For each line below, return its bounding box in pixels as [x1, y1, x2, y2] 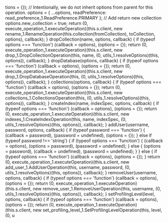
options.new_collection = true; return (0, [5, 20, 88, 26]
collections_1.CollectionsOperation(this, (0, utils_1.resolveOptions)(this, [5, 95, 150, 101]
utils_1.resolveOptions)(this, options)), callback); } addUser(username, [5, 122, 149, 128]
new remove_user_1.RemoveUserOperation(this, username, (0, [32, 186, 161, 191]
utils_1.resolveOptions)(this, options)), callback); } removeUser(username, [5, 170, 157, 175]
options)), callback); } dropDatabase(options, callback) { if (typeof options [5, 58, 159, 63]
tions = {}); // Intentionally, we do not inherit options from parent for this [5, 5, 153, 10]
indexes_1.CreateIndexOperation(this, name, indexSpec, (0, [5, 117, 127, 122]
